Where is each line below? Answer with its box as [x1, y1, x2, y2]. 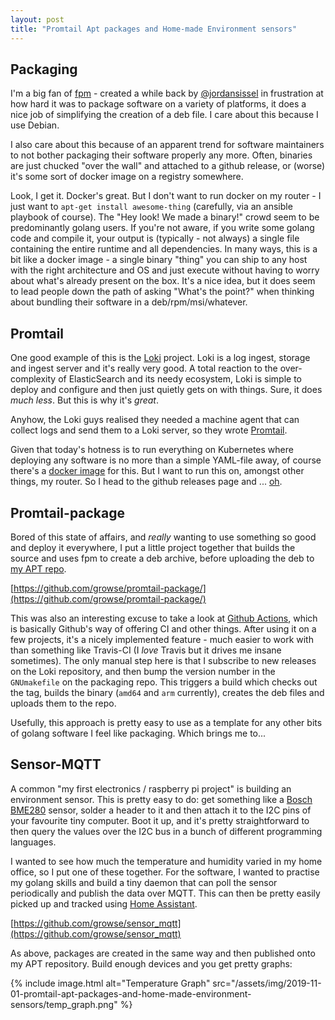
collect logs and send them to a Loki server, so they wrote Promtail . [10, 424, 288, 436]
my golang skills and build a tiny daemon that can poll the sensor [10, 876, 278, 888]
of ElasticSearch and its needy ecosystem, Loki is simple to [58, 373, 302, 385]
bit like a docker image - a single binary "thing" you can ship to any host [10, 254, 308, 266]
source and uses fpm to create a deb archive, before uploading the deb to [10, 552, 315, 564]
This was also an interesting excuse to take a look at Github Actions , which [10, 612, 318, 624]
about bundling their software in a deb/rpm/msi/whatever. [10, 296, 248, 308]
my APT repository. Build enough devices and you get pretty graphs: [10, 957, 293, 970]
